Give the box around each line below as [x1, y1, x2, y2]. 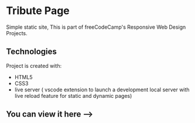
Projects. [6, 29, 28, 36]
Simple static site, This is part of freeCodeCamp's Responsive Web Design [6, 23, 186, 30]
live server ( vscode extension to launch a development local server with [14, 86, 190, 93]
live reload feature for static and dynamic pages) [14, 92, 132, 99]
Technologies [6, 47, 57, 57]
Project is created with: [6, 62, 62, 69]
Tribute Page [6, 4, 70, 18]
